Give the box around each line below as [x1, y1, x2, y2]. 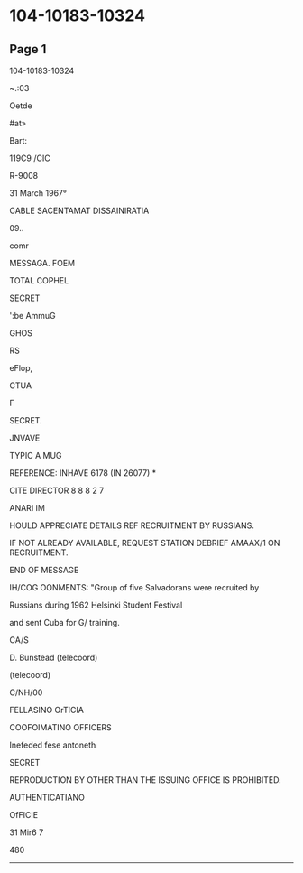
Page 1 [9, 42, 47, 57]
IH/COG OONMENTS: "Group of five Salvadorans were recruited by [9, 582, 260, 592]
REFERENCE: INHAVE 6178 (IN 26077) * [9, 468, 157, 478]
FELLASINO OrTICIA [9, 705, 84, 715]
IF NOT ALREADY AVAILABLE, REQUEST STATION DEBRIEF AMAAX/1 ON [9, 538, 280, 548]
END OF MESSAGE [9, 565, 79, 575]
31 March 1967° [9, 188, 68, 199]
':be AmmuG [9, 311, 56, 320]
